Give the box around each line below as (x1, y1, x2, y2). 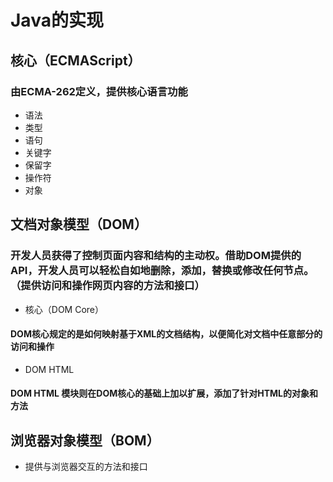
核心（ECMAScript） (10, 52, 142, 69)
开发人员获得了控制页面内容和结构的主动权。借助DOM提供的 (10, 249, 302, 263)
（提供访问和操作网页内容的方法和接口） (10, 279, 205, 293)
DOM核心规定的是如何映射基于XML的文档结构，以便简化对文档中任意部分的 (10, 328, 323, 340)
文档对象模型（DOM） (10, 216, 148, 233)
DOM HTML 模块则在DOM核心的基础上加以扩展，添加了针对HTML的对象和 (10, 387, 319, 400)
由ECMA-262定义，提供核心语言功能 (10, 84, 188, 98)
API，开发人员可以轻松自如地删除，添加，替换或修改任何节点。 (10, 264, 315, 278)
